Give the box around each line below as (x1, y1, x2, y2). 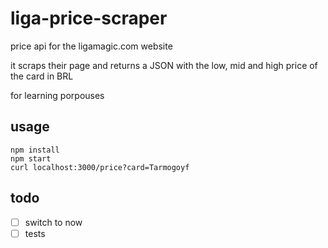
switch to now (24, 216, 83, 228)
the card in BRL (10, 70, 74, 82)
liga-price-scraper (10, 7, 168, 30)
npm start (10, 153, 52, 164)
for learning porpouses (10, 89, 105, 101)
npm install (10, 145, 60, 155)
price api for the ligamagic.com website (10, 40, 173, 52)
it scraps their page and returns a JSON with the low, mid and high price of (10, 59, 318, 71)
